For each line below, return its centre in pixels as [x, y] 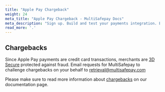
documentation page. [27, 84]
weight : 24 [16, 14]
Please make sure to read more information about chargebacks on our [76, 79]
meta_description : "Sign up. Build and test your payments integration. [81, 23]
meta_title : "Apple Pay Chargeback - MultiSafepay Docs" [65, 19]
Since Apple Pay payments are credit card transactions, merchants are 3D [80, 59]
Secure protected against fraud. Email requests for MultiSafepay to [73, 65]
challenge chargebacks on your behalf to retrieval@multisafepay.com [75, 69]
